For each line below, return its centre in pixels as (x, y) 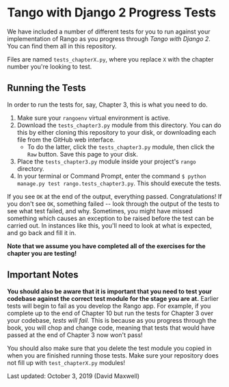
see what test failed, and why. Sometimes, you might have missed (100, 211)
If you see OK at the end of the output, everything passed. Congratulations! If (114, 196)
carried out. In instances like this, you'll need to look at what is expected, (109, 225)
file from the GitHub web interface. (66, 139)
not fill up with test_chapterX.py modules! (66, 362)
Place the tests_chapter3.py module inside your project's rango (106, 161)
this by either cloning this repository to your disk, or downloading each (117, 132)
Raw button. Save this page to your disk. (83, 154)
